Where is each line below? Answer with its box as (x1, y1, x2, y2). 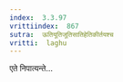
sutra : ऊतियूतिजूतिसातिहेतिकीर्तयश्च (9, 30, 114, 39)
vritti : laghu (9, 38, 67, 48)
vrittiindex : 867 (9, 22, 79, 31)
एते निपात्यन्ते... (9, 63, 53, 74)
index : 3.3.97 (9, 13, 67, 23)
